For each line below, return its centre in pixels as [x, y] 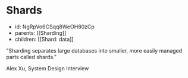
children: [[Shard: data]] [44, 39]
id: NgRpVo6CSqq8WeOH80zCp [55, 27]
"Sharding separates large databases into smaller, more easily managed [94, 50]
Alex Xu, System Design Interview [48, 68]
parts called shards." [32, 57]
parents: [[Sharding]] [40, 32]
